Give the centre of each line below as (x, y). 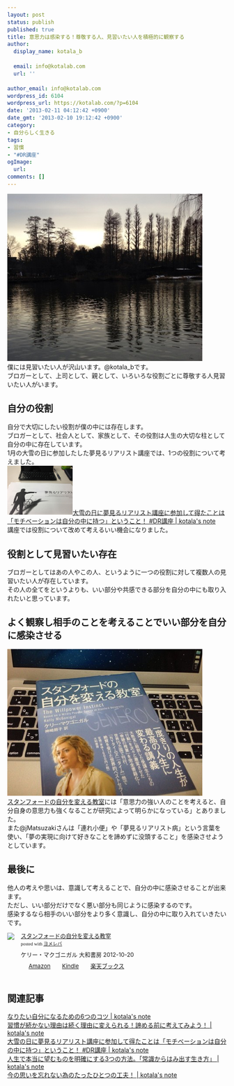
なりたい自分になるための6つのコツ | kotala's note (79, 1017)
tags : (15, 140)
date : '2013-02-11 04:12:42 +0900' (59, 111)
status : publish (31, 22)
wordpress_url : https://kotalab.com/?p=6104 (73, 103)
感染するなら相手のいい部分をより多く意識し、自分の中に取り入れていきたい (117, 913)
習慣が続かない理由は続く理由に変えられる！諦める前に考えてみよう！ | (110, 1025)
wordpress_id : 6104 (36, 96)
